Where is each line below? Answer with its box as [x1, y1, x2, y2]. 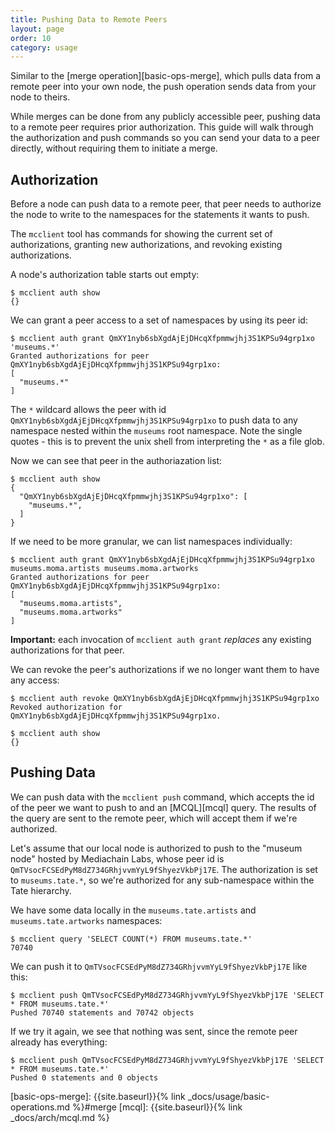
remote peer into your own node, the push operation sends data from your [10, 81, 317, 93]
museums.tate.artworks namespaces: [10, 914, 163, 926]
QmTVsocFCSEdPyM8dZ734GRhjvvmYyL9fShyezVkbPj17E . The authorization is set [10, 863, 318, 875]
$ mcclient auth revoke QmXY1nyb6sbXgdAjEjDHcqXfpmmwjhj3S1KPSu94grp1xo [10, 694, 320, 704]
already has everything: [10, 1036, 108, 1048]
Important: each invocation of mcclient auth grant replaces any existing [10, 634, 312, 646]
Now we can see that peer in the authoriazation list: [10, 455, 223, 467]
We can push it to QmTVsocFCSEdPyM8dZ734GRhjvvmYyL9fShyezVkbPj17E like [10, 960, 308, 972]
